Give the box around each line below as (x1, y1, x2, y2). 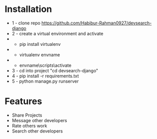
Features (4, 96, 42, 107)
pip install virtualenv (19, 41, 61, 47)
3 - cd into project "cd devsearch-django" (11, 67, 98, 73)
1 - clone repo (11, 20, 41, 26)
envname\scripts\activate (19, 62, 72, 68)
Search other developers (11, 128, 63, 134)
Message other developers (11, 117, 67, 123)
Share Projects (11, 112, 42, 118)
